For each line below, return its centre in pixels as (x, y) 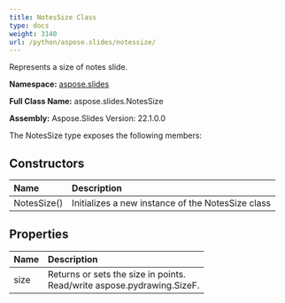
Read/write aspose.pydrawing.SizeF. (123, 285)
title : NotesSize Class (53, 17)
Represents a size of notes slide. (69, 67)
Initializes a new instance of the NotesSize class (172, 203)
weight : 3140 (33, 34)
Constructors (47, 163)
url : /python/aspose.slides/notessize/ (83, 42)
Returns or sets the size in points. (116, 274)
